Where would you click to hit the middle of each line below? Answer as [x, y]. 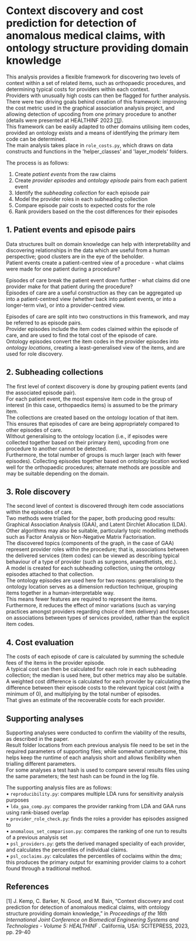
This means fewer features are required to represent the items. [82, 599]
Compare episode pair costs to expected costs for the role [85, 205]
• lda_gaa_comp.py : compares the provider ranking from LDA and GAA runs [96, 806]
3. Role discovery [38, 492]
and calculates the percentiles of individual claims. [67, 850]
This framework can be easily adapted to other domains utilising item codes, [98, 126]
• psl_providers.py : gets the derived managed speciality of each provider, [96, 844]
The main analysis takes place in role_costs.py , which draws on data [90, 145]
